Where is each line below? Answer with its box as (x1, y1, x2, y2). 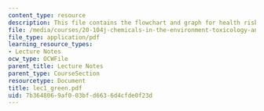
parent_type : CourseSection (8, 70, 101, 77)
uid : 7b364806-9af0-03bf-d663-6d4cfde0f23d (8, 91, 153, 99)
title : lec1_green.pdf (8, 84, 82, 92)
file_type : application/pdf (8, 33, 101, 41)
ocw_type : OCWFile (8, 55, 68, 63)
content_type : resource (8, 11, 86, 20)
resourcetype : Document (8, 77, 86, 84)
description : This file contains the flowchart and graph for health (8, 19, 241, 27)
